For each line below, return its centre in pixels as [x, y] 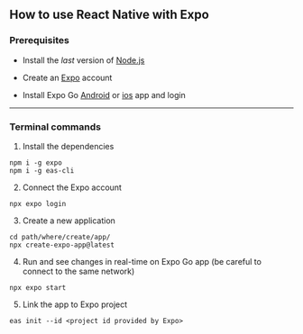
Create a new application [69, 221]
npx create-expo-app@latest [62, 245]
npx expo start [38, 287]
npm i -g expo [36, 162]
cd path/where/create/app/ [60, 237]
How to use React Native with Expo [109, 15]
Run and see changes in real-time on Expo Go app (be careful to [142, 261]
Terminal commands [55, 127]
